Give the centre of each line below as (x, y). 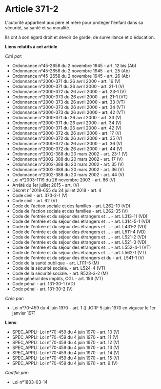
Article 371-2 (32, 9)
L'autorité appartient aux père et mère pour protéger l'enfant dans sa (74, 22)
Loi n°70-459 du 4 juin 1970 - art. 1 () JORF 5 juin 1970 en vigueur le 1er (84, 308)
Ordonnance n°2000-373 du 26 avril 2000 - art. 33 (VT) (69, 102)
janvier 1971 (24, 313)
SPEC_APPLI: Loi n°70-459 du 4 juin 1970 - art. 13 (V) (66, 347)
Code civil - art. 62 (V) (35, 200)
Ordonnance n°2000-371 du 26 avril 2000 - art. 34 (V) (67, 123)
